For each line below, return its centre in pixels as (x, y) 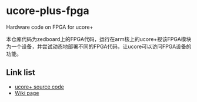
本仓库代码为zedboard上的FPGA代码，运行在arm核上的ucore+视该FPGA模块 (99, 39)
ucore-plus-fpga (48, 11)
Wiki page (27, 93)
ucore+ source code (39, 87)
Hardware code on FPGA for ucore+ (50, 27)
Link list (21, 72)
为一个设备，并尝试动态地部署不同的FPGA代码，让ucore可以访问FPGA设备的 (99, 46)
